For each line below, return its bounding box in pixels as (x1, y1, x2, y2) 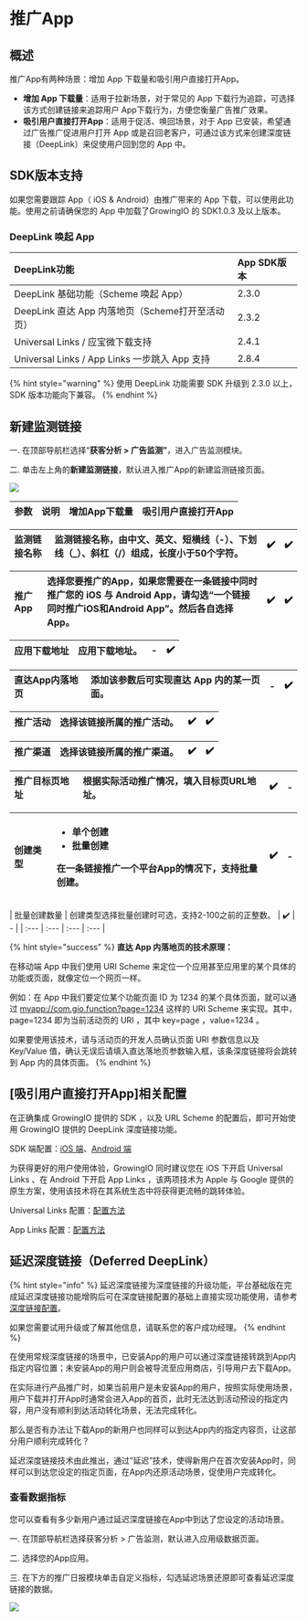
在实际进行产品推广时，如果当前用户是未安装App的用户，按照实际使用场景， (9, 1382, 297, 1393)
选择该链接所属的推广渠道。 (59, 746, 180, 758)
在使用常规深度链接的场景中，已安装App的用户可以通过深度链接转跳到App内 (9, 1351, 297, 1361)
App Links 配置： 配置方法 (9, 1224, 106, 1234)
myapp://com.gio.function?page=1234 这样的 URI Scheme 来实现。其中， (19, 1002, 297, 1014)
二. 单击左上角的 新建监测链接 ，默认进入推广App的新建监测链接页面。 (9, 463, 270, 475)
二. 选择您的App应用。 (9, 1552, 94, 1563)
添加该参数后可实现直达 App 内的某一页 (90, 673, 260, 686)
